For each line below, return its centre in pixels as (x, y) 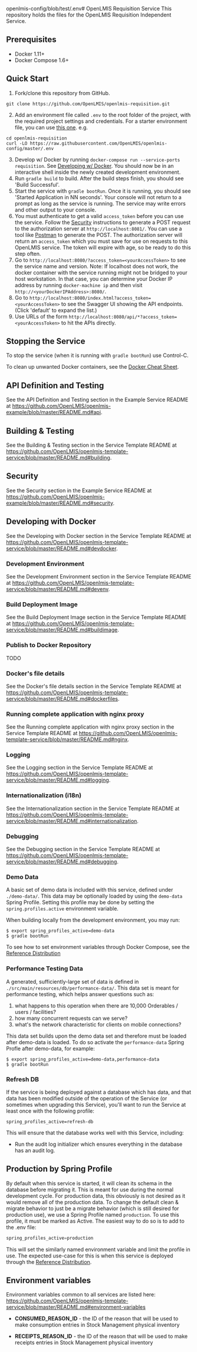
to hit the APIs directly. (88, 323)
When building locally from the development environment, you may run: (93, 920)
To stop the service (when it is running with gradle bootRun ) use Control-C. (97, 355)
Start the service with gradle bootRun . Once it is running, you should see (103, 191)
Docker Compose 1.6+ (42, 60)
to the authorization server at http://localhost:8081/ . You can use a (98, 228)
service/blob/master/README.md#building (58, 458)
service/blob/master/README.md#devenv (57, 589)
